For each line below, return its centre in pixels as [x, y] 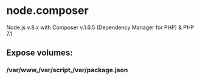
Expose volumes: [40, 53]
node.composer [48, 11]
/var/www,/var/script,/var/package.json [67, 70]
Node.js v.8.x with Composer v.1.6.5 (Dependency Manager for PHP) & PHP [100, 27]
